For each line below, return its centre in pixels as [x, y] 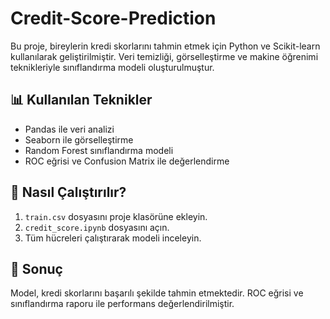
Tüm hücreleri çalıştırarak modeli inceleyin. [113, 238]
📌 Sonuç [36, 268]
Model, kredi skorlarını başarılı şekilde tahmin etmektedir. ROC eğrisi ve [157, 293]
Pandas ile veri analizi [69, 129]
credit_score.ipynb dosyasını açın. [97, 227]
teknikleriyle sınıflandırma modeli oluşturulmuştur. [112, 67]
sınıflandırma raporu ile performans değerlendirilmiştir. [122, 304]
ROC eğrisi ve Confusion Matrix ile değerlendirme [127, 161]
